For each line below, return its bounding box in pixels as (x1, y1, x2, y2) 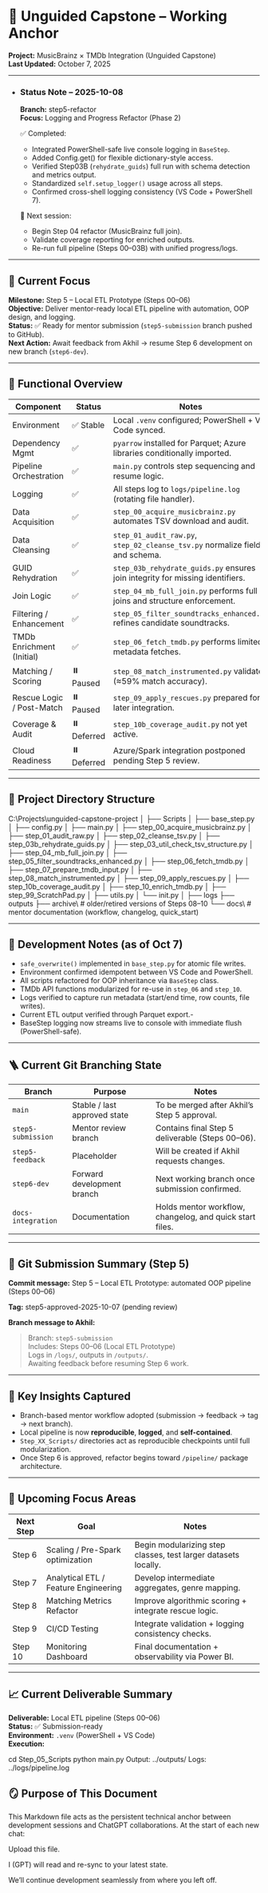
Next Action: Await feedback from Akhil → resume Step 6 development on (8, 339, 253, 348)
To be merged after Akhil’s (155, 1100, 254, 1111)
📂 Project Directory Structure (8, 792, 156, 806)
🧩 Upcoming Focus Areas (8, 1492, 136, 1506)
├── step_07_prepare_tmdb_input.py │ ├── (8, 864, 152, 874)
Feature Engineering (46, 1581, 122, 1593)
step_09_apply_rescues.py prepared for (112, 693, 261, 704)
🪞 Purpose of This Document (8, 1787, 158, 1800)
